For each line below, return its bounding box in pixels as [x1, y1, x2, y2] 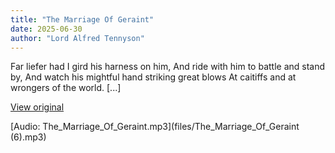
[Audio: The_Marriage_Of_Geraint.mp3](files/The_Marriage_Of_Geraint [10, 121, 300, 133]
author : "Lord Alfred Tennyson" [10, 33, 145, 43]
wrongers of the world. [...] [10, 82, 122, 94]
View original [10, 101, 65, 113]
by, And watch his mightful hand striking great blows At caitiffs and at [10, 71, 297, 83]
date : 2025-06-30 [10, 24, 83, 34]
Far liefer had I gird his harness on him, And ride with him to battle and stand [10, 61, 326, 73]
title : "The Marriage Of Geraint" [10, 14, 155, 25]
